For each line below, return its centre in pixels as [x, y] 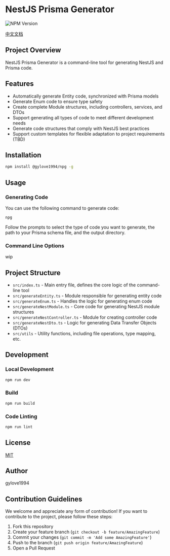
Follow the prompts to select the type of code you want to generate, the [80, 227]
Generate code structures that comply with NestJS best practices [81, 128]
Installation [23, 155]
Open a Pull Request [34, 548]
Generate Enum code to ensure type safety [57, 101]
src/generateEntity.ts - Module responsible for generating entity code [87, 296]
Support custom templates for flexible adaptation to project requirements [89, 134]
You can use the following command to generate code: [62, 208]
